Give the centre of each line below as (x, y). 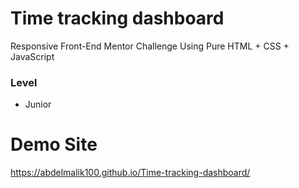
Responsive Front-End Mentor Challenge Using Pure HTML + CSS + (150, 46)
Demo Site (54, 144)
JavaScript (32, 56)
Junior (38, 104)
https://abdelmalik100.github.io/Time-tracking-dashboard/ (130, 173)
